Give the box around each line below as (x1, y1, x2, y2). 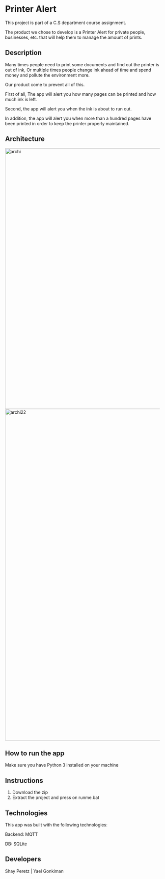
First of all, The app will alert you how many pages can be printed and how (5, 91, 156, 97)
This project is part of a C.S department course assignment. (5, 20, 127, 26)
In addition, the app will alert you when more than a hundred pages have (5, 115, 152, 121)
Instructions (5, 776, 43, 785)
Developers (5, 855, 41, 863)
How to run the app (5, 749, 65, 757)
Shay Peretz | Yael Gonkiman (5, 868, 64, 874)
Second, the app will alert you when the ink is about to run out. (5, 106, 132, 111)
